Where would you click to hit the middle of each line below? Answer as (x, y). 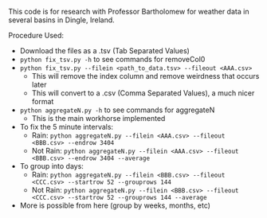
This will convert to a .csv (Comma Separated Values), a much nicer (143, 93)
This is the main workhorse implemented (98, 118)
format (43, 101)
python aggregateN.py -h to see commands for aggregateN (117, 110)
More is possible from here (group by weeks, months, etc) (115, 205)
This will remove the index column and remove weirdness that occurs (145, 76)
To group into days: (51, 166)
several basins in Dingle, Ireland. (62, 20)
